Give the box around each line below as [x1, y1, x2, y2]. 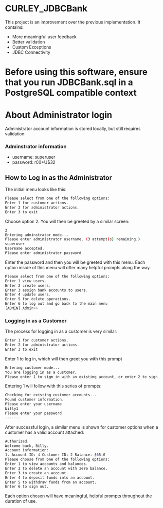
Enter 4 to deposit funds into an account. [5, 475, 95, 480]
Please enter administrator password [5, 251, 82, 255]
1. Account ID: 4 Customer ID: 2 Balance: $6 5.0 [5, 452, 106, 457]
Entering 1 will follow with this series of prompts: [5, 383, 102, 389]
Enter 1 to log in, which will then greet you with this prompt [5, 356, 123, 361]
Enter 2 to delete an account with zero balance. [5, 466, 108, 471]
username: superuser [12, 154, 55, 160]
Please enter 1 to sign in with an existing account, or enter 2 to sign [5, 374, 158, 379]
